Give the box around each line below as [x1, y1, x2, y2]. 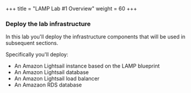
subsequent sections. [5, 40, 59, 47]
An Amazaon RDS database [14, 81, 82, 88]
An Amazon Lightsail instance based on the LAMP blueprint [14, 62, 160, 70]
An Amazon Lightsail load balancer [14, 75, 99, 82]
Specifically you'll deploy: [5, 51, 69, 58]
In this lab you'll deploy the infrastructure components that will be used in [5, 33, 186, 40]
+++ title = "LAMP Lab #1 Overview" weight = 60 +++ [5, 5, 137, 12]
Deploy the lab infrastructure [5, 20, 91, 28]
